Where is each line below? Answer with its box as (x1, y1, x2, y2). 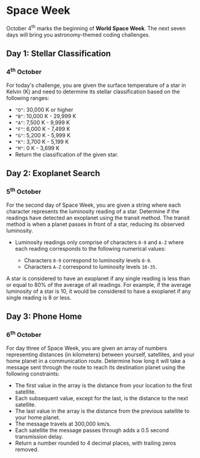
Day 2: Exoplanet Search (6, 168, 101, 178)
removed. (14, 446, 39, 453)
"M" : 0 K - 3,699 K (14, 144, 60, 151)
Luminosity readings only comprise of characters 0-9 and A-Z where (14, 239, 184, 246)
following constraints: (6, 370, 60, 377)
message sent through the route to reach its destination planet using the (6, 364, 186, 371)
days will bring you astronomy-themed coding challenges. (6, 31, 151, 38)
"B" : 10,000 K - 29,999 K (14, 112, 77, 119)
